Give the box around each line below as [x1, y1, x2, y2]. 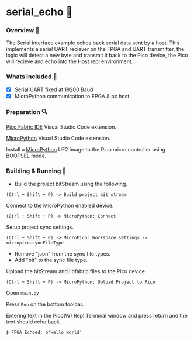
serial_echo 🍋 [6, 5, 73, 19]
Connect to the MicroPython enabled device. [6, 202, 114, 209]
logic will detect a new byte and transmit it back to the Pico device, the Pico [6, 52, 188, 59]
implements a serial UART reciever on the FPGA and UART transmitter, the [6, 46, 185, 53]
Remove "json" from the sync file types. [14, 250, 111, 257]
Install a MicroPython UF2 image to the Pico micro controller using [6, 146, 165, 153]
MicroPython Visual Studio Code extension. [6, 135, 111, 142]
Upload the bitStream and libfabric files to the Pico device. [6, 267, 147, 274]
